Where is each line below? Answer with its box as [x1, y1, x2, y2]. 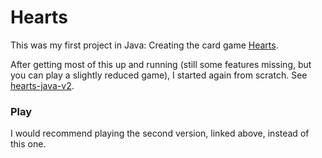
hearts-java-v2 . [10, 79, 75, 91]
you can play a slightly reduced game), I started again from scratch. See [10, 69, 308, 81]
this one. [10, 138, 47, 150]
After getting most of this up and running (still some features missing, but [10, 58, 312, 70]
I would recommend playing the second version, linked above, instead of [10, 127, 310, 140]
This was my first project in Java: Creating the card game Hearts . [10, 39, 279, 51]
